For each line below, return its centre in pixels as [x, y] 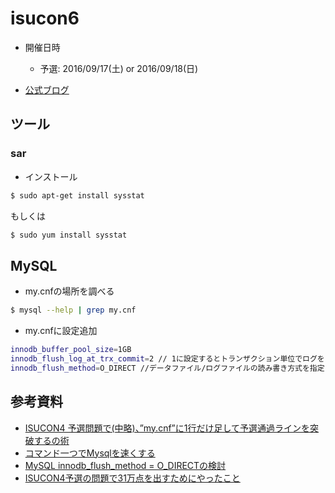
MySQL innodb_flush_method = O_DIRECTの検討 [125, 465]
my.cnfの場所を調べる [69, 291]
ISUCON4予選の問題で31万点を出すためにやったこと [132, 478]
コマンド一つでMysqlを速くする [90, 453]
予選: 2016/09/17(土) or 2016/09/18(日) [119, 68]
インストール [51, 176]
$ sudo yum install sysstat [69, 235]
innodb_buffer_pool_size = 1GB [71, 350]
